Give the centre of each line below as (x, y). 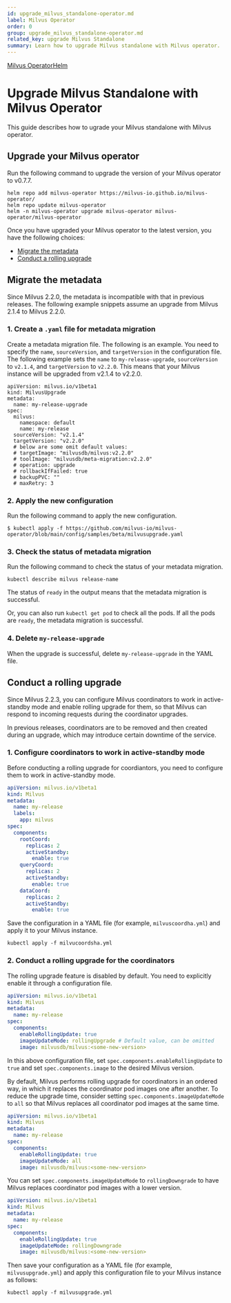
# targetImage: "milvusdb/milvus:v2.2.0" (74, 453)
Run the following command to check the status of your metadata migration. (115, 567)
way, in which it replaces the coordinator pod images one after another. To (113, 1088)
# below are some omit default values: (71, 447)
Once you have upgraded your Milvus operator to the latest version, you (109, 230)
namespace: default (48, 423)
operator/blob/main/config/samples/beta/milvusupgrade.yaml (96, 535)
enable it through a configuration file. (60, 983)
